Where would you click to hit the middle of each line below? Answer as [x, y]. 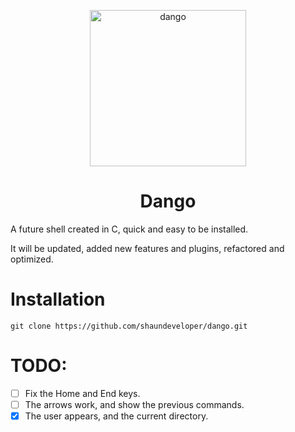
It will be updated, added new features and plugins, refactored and [147, 248]
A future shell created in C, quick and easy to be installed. [129, 229]
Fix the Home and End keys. [82, 393]
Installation [58, 299]
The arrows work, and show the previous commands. [134, 404]
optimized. [32, 259]
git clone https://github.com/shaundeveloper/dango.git [129, 326]
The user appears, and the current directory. [116, 416]
